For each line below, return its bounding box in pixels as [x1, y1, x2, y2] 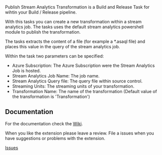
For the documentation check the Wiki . [5, 120, 83, 126]
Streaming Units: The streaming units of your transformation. [12, 83, 135, 89]
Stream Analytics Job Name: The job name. [12, 73, 100, 78]
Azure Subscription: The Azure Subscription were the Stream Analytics [12, 63, 155, 68]
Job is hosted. [12, 68, 41, 74]
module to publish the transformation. [5, 29, 81, 35]
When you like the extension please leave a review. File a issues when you [5, 130, 155, 136]
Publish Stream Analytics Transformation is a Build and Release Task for [5, 4, 150, 10]
